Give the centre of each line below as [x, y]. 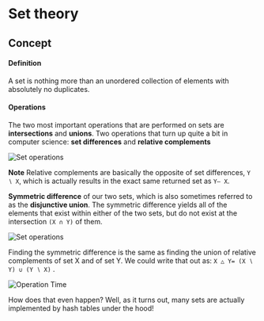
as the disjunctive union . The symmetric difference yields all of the [118, 204]
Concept [30, 43]
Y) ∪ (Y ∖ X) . [32, 269]
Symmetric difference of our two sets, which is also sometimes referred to [130, 196]
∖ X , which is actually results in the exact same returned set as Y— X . [119, 181]
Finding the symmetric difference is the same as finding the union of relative [132, 252]
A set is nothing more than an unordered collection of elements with [119, 81]
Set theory [43, 14]
